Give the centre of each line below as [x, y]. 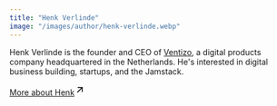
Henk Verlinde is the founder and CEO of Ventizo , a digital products [135, 52]
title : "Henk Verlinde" [54, 18]
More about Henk [42, 92]
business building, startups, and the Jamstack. [97, 71]
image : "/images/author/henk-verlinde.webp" [95, 26]
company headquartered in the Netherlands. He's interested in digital [139, 62]
